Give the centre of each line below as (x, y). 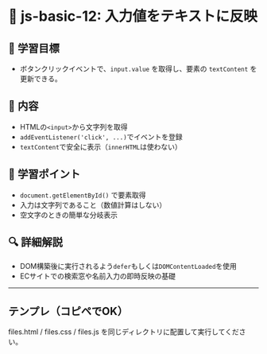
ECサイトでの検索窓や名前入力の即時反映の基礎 (98, 276)
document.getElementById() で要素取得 (83, 195)
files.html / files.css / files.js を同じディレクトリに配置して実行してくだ (124, 332)
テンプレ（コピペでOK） (68, 311)
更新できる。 (41, 79)
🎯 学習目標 (34, 48)
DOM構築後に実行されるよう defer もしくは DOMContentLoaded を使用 (128, 266)
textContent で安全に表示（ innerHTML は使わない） (101, 146)
